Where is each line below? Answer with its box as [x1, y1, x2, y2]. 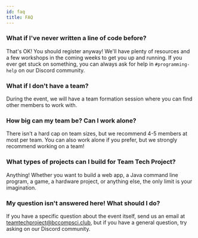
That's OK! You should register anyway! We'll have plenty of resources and [6, 47, 190, 54]
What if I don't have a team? [6, 81, 89, 90]
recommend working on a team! [6, 143, 85, 150]
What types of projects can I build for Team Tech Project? [6, 158, 176, 166]
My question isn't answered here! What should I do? [6, 199, 160, 207]
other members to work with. [6, 102, 78, 109]
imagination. [6, 184, 37, 191]
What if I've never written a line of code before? [6, 34, 147, 42]
